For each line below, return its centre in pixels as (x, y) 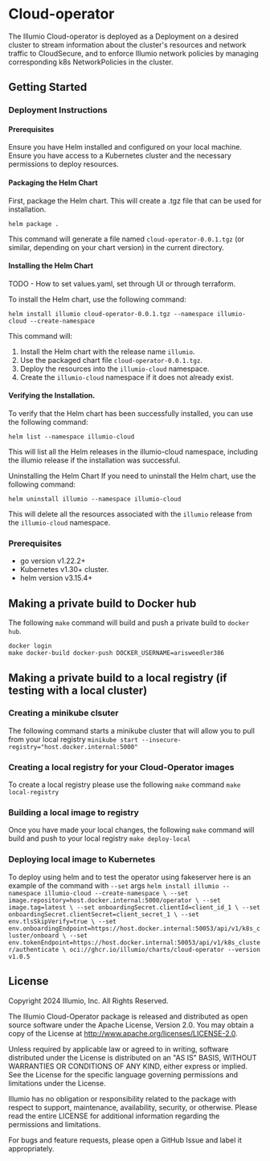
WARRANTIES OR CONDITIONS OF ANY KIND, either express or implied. (128, 1066)
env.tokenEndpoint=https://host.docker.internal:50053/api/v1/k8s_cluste (135, 942)
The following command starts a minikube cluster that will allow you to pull (132, 731)
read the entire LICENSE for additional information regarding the (114, 1116)
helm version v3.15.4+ (56, 578)
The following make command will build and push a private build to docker (129, 623)
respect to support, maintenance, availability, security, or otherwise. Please (133, 1107)
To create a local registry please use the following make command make (125, 784)
